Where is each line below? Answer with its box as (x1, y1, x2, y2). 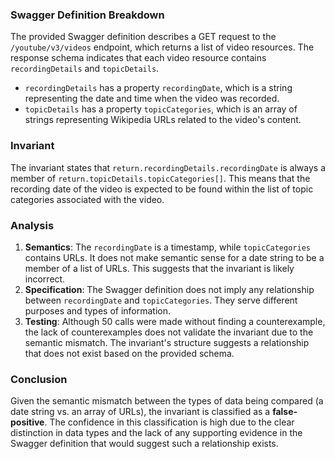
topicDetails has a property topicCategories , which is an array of (24, 103, 298, 115)
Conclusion (10, 372, 68, 386)
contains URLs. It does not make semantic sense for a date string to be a (24, 251, 325, 263)
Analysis (10, 218, 55, 232)
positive (10, 416, 45, 428)
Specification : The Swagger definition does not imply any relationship (24, 283, 315, 295)
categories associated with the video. (10, 193, 165, 205)
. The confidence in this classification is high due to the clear (44, 416, 295, 428)
